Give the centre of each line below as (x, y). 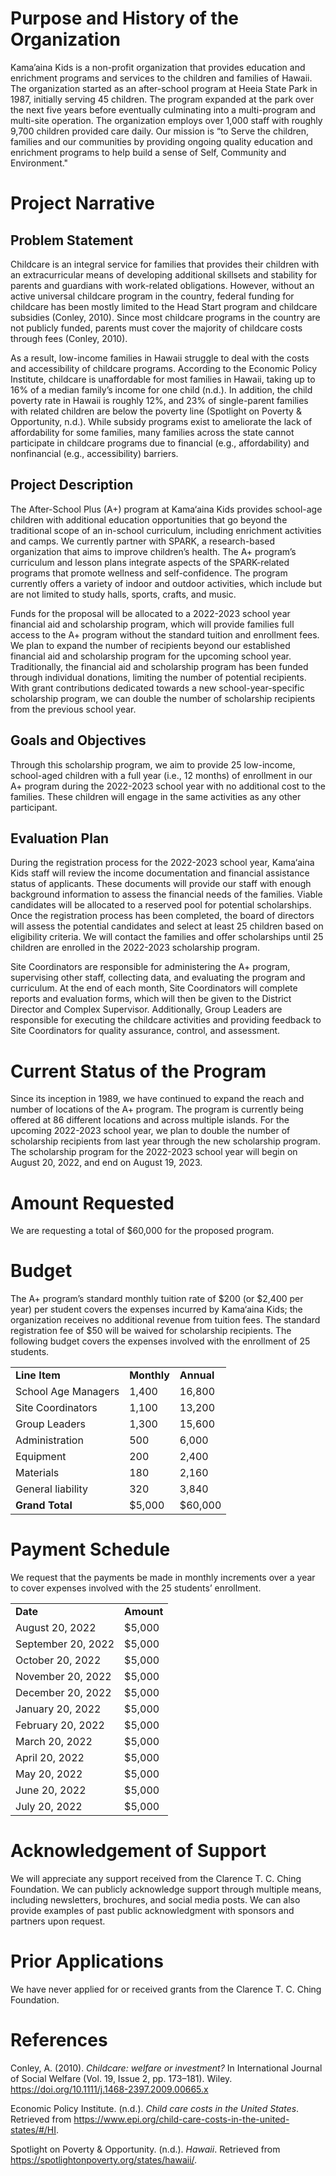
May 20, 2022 (49, 1774)
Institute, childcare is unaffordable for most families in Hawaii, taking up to (163, 379)
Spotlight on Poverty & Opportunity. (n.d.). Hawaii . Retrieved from (145, 2149)
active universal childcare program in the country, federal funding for (152, 296)
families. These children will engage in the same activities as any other (156, 796)
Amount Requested (92, 1203)
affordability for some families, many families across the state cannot (152, 432)
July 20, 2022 (49, 1807)
